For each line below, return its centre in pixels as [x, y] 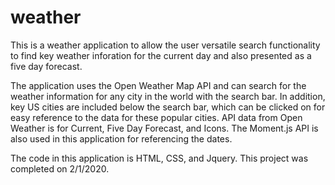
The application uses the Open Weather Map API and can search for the [158, 85]
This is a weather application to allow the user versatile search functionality [165, 45]
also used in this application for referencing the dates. [121, 138]
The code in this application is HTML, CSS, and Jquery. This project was [159, 158]
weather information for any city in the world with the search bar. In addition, [168, 96]
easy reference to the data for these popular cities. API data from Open [156, 117]
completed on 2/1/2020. [60, 168]
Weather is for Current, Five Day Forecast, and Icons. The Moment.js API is [164, 128]
